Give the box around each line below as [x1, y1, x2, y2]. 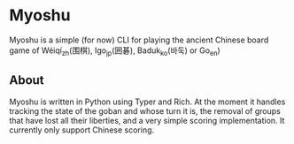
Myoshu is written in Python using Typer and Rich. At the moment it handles [9, 96, 286, 107]
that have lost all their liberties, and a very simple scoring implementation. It [9, 115, 285, 125]
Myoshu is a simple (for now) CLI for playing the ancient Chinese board [9, 34, 269, 45]
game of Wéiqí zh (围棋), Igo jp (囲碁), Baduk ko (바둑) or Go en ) [9, 45, 221, 57]
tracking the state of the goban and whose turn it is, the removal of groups [9, 105, 281, 116]
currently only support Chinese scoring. [9, 125, 155, 135]
